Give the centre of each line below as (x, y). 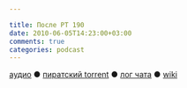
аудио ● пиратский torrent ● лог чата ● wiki (93, 75)
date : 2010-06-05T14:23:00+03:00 (71, 33)
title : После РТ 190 (47, 25)
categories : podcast (47, 49)
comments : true (37, 41)
